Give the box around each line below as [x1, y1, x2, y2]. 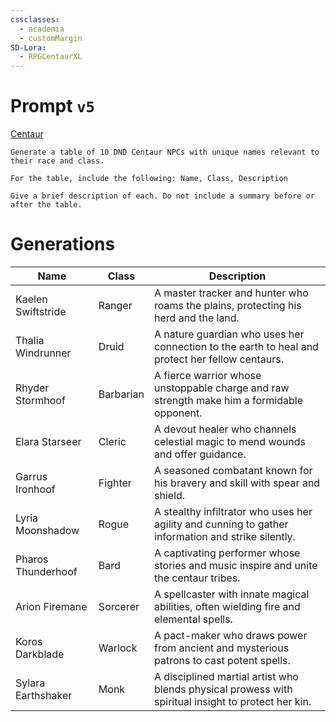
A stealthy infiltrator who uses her [154, 505, 313, 518]
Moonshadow [15, 524, 80, 537]
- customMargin [19, 33, 83, 43]
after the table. [10, 200, 83, 210]
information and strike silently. [154, 530, 296, 543]
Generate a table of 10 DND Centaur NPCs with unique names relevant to [10, 147, 320, 158]
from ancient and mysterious [154, 641, 290, 655]
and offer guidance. [154, 447, 247, 461]
